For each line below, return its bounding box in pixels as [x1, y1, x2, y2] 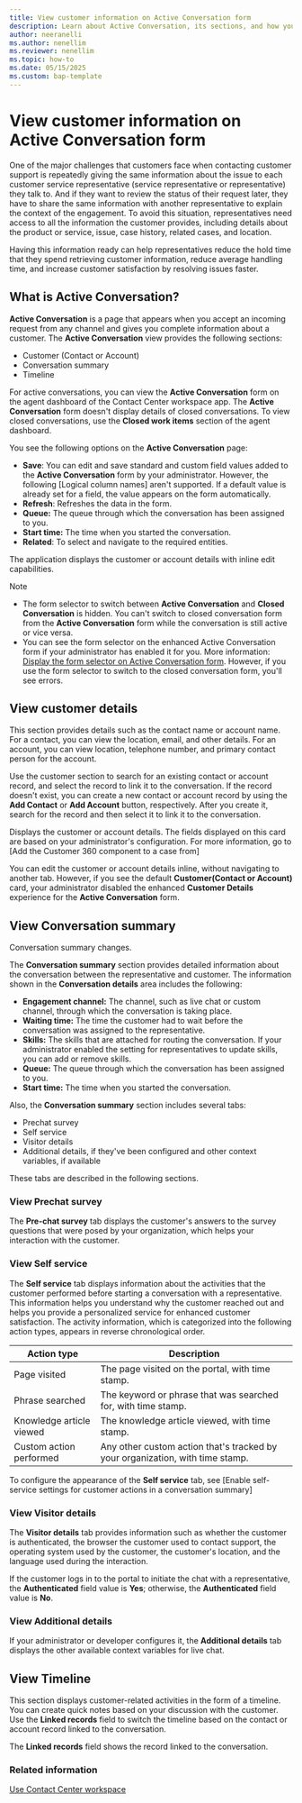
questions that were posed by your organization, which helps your [9, 1225, 254, 1236]
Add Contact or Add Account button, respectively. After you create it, [9, 799, 269, 811]
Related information [9, 1763, 98, 1776]
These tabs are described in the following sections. [9, 1173, 200, 1184]
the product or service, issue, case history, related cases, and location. [9, 226, 272, 237]
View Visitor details [9, 1507, 97, 1519]
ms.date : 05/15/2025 [9, 64, 87, 73]
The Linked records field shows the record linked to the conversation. [9, 1741, 269, 1753]
